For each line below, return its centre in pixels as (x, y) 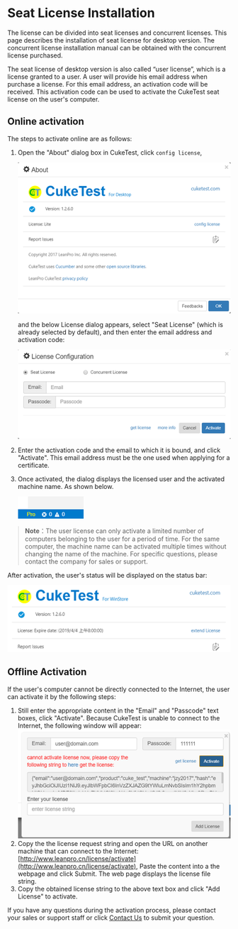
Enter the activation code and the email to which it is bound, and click (119, 450)
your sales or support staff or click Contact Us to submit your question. (111, 918)
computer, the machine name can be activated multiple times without (125, 546)
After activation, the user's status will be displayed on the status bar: (107, 576)
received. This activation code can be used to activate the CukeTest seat (113, 92)
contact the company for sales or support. (86, 561)
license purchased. (35, 55)
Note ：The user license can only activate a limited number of (114, 531)
